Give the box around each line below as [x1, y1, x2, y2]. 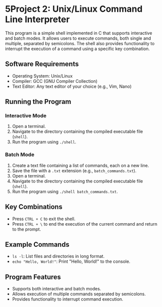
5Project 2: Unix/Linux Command [5, 3, 143, 15]
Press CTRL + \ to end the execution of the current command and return [12, 221, 158, 227]
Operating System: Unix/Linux [12, 73, 73, 79]
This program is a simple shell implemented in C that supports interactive [5, 30, 153, 36]
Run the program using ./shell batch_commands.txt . [12, 188, 118, 194]
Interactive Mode [5, 112, 46, 119]
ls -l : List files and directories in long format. [12, 254, 105, 259]
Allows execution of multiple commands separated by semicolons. [12, 291, 146, 297]
